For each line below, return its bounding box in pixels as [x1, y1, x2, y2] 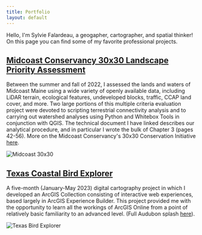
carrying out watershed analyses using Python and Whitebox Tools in [6, 113, 180, 120]
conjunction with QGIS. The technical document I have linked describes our [6, 120, 195, 127]
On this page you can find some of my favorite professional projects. [6, 38, 178, 45]
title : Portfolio [6, 9, 50, 15]
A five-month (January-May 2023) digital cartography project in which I [6, 185, 186, 192]
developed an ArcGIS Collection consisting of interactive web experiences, [6, 191, 194, 198]
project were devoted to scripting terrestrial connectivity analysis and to [6, 107, 186, 114]
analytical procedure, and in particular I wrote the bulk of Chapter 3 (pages [6, 126, 194, 134]
